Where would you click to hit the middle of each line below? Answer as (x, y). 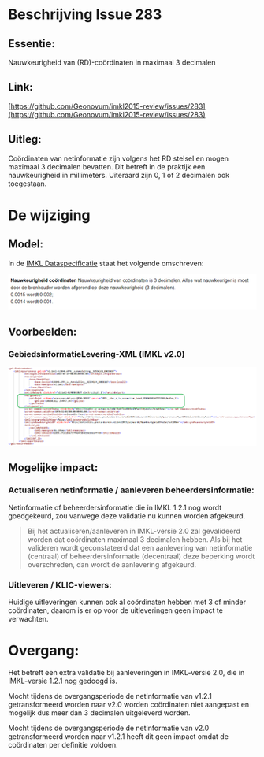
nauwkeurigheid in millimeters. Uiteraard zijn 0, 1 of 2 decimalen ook (119, 175)
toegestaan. (28, 184)
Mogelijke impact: (53, 468)
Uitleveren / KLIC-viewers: (60, 584)
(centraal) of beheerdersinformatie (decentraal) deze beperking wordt (141, 556)
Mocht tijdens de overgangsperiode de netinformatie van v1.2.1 (110, 696)
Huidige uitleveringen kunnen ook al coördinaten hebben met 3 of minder (127, 602)
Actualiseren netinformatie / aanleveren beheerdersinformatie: (131, 490)
